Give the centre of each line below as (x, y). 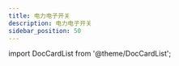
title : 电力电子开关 (39, 16)
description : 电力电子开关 (50, 23)
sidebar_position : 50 (45, 31)
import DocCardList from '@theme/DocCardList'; (90, 54)
